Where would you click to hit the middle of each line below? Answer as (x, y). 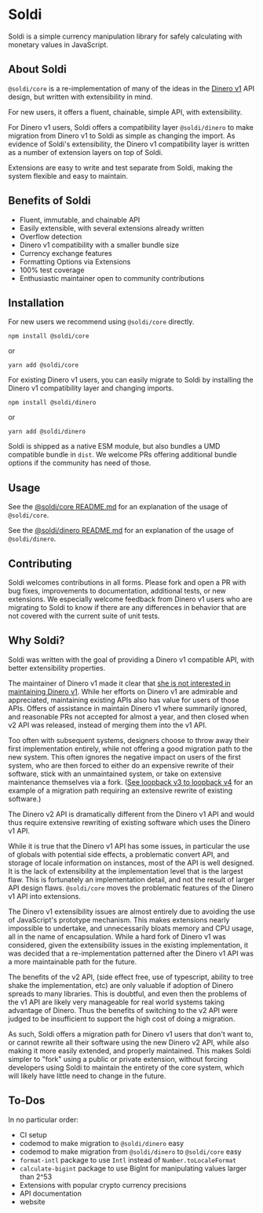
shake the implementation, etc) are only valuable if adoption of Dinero (121, 985)
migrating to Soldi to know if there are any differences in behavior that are (128, 607)
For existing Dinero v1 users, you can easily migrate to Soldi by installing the (131, 380)
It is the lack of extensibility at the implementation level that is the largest (126, 871)
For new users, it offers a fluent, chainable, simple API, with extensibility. (125, 112)
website (32, 1201)
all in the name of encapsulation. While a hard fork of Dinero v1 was (117, 936)
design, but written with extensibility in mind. (80, 97)
